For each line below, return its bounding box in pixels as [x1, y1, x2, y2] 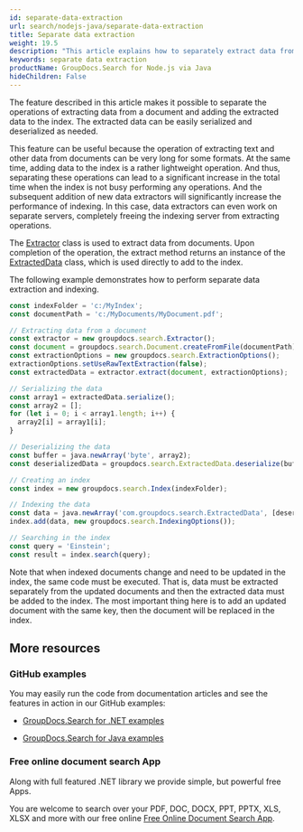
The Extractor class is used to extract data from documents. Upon [9, 237, 255, 248]
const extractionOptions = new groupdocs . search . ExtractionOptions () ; [9, 351, 280, 360]
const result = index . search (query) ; [9, 550, 151, 559]
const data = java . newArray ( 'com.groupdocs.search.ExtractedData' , [9, 509, 269, 518]
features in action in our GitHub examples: [9, 697, 166, 709]
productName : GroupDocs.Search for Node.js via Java [9, 64, 212, 73]
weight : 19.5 [9, 38, 59, 48]
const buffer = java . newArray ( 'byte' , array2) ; [9, 451, 192, 460]
